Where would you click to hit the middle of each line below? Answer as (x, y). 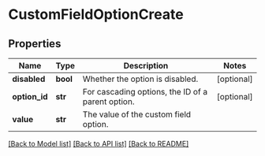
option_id (30, 97)
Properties (35, 44)
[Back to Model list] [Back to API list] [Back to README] (99, 144)
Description (146, 66)
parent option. (108, 102)
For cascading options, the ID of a (145, 92)
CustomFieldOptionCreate (96, 15)
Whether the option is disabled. (140, 79)
